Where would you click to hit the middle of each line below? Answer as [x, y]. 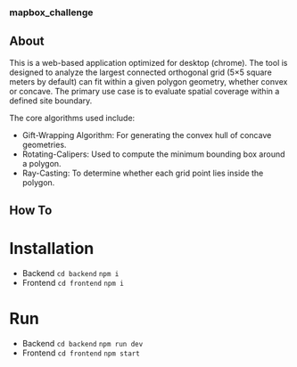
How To [31, 211]
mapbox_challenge [51, 12]
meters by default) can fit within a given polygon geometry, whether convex [148, 81]
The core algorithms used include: [72, 118]
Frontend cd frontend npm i [73, 283]
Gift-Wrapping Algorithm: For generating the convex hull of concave [147, 135]
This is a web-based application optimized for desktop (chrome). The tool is [148, 62]
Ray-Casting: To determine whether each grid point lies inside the [143, 173]
